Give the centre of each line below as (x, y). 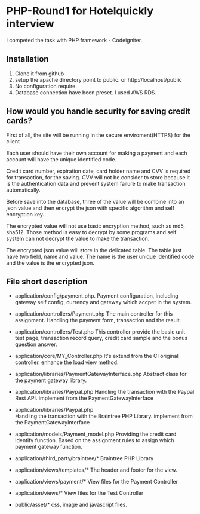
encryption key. (25, 214)
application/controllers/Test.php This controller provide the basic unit (100, 332)
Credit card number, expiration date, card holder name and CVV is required (99, 171)
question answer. (36, 344)
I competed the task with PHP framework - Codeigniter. (74, 40)
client (13, 141)
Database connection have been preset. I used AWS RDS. (86, 92)
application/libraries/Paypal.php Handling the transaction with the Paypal (104, 392)
